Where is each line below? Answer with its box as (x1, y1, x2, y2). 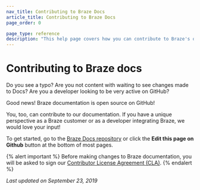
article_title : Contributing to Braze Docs (6, 14, 116, 20)
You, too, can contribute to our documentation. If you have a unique (6, 111, 173, 118)
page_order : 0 (6, 20, 42, 26)
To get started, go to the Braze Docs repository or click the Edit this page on (6, 135, 194, 142)
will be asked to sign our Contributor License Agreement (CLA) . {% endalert (6, 159, 192, 167)
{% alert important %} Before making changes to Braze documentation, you (6, 153, 192, 160)
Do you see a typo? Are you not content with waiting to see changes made (6, 82, 189, 89)
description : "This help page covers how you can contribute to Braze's (6, 36, 190, 42)
